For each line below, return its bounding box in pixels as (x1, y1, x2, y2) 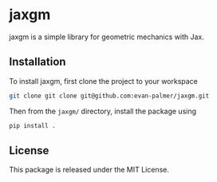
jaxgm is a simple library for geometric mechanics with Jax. (9, 32, 204, 42)
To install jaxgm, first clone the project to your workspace (9, 76, 199, 85)
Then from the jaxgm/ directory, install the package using (9, 106, 197, 116)
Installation (9, 55, 66, 69)
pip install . (9, 121, 57, 129)
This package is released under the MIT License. (9, 165, 170, 175)
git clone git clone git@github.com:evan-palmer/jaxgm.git (9, 92, 210, 100)
